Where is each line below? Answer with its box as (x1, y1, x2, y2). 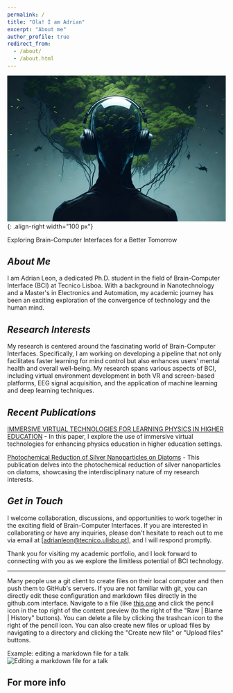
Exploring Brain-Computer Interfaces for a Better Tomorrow (7, 235, 178, 244)
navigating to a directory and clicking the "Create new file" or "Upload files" (7, 628, 224, 637)
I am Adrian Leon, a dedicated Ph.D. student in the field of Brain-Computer (7, 274, 221, 283)
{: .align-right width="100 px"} (7, 222, 94, 231)
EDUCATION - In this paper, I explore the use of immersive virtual (7, 432, 193, 440)
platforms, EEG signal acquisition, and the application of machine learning (7, 379, 218, 387)
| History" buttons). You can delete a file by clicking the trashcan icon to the (7, 613, 224, 621)
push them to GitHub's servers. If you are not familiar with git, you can (7, 584, 208, 592)
